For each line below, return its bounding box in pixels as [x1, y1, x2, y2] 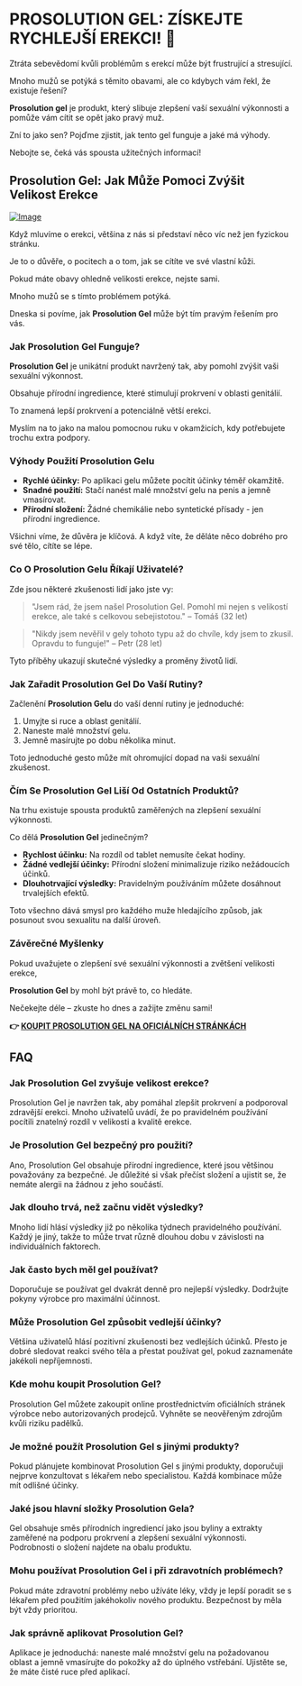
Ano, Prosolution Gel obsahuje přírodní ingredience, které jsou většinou [9, 1159, 274, 1170]
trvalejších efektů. [22, 888, 90, 899]
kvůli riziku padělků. [9, 1417, 84, 1428]
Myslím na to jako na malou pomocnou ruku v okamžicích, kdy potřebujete [9, 423, 286, 434]
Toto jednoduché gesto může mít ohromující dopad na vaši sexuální [9, 752, 260, 763]
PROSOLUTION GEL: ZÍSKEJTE [9, 9, 243, 30]
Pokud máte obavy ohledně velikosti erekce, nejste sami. [9, 273, 221, 284]
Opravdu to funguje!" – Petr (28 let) [31, 637, 163, 648]
